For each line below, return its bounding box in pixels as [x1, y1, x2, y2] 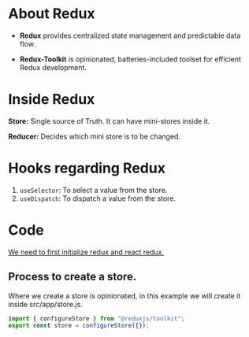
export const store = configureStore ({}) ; [8, 322, 150, 330]
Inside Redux [8, 91, 95, 109]
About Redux [8, 5, 96, 23]
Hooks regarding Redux [8, 159, 165, 177]
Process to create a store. [8, 270, 137, 283]
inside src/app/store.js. [8, 299, 83, 309]
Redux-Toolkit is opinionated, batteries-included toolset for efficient [19, 54, 242, 64]
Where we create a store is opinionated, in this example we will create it [8, 291, 241, 300]
